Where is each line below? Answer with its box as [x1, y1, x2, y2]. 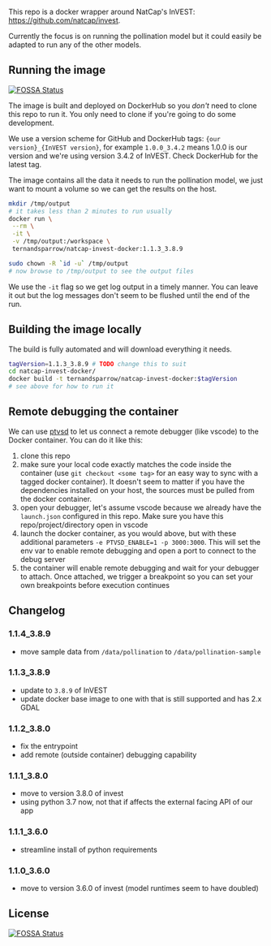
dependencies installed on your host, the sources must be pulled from [19, 485, 255, 495]
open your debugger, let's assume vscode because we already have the [19, 503, 262, 512]
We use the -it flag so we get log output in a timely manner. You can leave [8, 282, 259, 292]
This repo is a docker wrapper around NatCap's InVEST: [8, 7, 196, 16]
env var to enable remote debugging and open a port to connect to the [19, 546, 257, 555]
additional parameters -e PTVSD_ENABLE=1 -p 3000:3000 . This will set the [19, 537, 261, 546]
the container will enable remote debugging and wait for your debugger [19, 563, 260, 572]
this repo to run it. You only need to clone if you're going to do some [8, 109, 237, 119]
